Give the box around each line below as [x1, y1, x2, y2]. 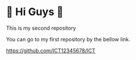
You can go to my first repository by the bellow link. [6, 36, 131, 43]
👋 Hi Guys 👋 [6, 5, 64, 19]
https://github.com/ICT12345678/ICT [6, 47, 96, 54]
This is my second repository [6, 24, 76, 31]
